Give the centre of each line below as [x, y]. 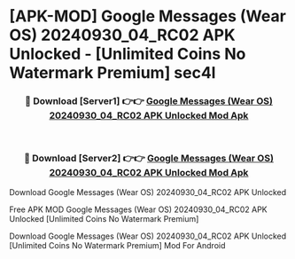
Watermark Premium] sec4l [113, 73]
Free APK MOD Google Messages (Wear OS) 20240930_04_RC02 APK [138, 209]
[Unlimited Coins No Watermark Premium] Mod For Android [117, 245]
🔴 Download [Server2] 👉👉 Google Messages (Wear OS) [149, 159]
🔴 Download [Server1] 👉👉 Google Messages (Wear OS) [149, 101]
